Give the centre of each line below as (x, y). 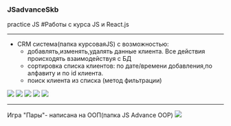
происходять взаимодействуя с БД (79, 59)
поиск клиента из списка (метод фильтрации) (95, 81)
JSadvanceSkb (33, 10)
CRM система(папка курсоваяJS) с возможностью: (93, 44)
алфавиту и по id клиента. (65, 73)
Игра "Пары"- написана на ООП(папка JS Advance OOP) (90, 115)
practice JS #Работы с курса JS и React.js (68, 25)
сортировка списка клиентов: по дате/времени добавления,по (120, 66)
